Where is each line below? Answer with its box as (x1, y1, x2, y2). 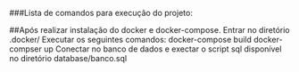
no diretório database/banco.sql (9, 53, 128, 63)
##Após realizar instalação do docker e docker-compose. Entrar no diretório (9, 25, 290, 35)
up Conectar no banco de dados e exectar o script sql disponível (43, 44, 282, 54)
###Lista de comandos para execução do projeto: (9, 8, 194, 18)
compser (9, 44, 43, 54)
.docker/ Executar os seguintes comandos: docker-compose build (9, 35, 253, 44)
